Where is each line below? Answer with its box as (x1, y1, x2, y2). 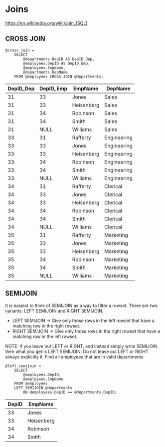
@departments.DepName (23, 69, 68, 74)
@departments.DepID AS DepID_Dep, (23, 56, 95, 61)
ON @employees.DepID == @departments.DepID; (23, 389, 117, 394)
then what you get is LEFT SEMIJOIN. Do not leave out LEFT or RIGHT (5, 348, 149, 354)
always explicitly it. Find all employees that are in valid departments (5, 353, 144, 359)
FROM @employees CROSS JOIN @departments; (14, 74, 104, 79)
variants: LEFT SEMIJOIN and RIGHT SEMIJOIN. (5, 307, 104, 313)
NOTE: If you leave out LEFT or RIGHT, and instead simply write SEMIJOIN (5, 343, 158, 349)
